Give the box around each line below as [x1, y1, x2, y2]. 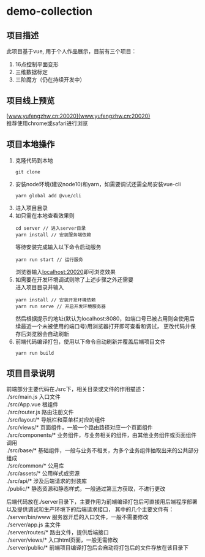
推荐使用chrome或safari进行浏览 [6, 119, 89, 127]
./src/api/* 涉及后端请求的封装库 [6, 477, 88, 485]
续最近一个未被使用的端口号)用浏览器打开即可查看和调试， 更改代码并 [15, 322, 191, 330]
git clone [15, 169, 41, 175]
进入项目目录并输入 [15, 283, 64, 290]
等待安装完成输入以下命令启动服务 [15, 243, 102, 251]
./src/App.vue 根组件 [6, 401, 59, 408]
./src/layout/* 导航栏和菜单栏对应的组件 [6, 416, 106, 423]
